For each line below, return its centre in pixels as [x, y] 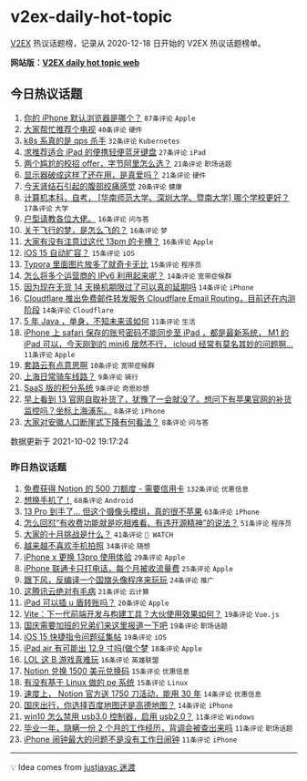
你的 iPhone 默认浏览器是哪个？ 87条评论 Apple [109, 118]
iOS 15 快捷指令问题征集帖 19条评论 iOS [95, 637]
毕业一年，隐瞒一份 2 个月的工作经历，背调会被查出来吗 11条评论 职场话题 [158, 728]
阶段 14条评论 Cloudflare [69, 309]
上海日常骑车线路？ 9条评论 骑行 [81, 376]
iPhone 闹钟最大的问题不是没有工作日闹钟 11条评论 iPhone [130, 739]
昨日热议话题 [39, 467]
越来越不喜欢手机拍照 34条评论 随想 [87, 546]
